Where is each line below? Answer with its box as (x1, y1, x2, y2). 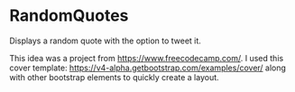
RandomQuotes (9, 5, 129, 26)
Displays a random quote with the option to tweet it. (9, 35, 201, 46)
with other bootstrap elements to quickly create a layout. (9, 71, 219, 82)
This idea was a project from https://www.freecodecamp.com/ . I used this (9, 52, 284, 63)
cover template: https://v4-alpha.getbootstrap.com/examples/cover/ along (9, 62, 287, 73)
